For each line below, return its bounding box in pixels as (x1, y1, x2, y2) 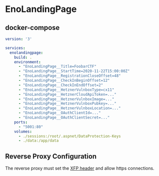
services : (5, 45, 26, 50)
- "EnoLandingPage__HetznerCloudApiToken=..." (18, 92, 117, 97)
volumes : (14, 129, 32, 134)
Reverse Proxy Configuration (5, 152, 97, 161)
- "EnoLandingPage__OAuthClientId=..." (18, 111, 101, 116)
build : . (14, 55, 32, 60)
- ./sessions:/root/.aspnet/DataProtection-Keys (18, 134, 121, 139)
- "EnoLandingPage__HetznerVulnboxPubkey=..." (18, 101, 117, 106)
